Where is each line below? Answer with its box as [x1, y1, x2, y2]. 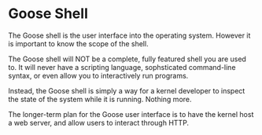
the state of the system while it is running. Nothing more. [8, 94, 192, 104]
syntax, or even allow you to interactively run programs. [8, 71, 189, 80]
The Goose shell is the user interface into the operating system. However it [8, 31, 251, 40]
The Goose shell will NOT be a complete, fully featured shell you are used [8, 54, 246, 64]
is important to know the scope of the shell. [8, 38, 149, 48]
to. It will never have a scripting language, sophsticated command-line [8, 62, 236, 71]
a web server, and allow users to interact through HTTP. [8, 118, 190, 127]
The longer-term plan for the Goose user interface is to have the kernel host [8, 109, 254, 119]
